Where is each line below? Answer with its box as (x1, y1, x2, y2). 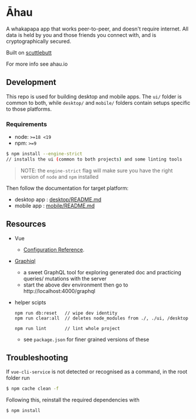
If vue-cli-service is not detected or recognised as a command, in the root (6, 368, 188, 375)
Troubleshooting (6, 353, 69, 363)
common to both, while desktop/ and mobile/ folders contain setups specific (6, 99, 191, 106)
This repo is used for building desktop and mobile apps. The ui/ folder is (6, 93, 182, 100)
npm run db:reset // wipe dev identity (14, 310, 117, 316)
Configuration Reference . (23, 246, 85, 253)
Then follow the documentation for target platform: (6, 185, 129, 192)
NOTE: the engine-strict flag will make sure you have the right (20, 167, 173, 174)
